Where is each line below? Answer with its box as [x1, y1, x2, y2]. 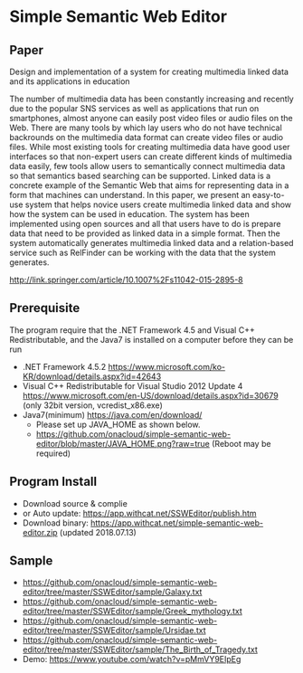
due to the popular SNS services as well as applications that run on [9, 103, 260, 114]
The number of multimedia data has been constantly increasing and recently [9, 93, 294, 104]
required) [35, 448, 71, 459]
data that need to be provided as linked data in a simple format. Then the [9, 228, 280, 239]
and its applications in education [9, 76, 130, 87]
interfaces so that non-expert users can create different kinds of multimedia [9, 151, 292, 162]
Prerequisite [9, 300, 80, 316]
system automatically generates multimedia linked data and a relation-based [9, 238, 294, 248]
